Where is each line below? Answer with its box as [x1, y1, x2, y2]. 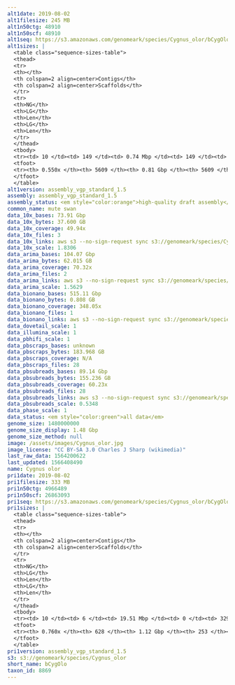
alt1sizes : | [7, 43, 45, 50]
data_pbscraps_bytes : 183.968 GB [7, 348, 105, 355]
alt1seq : [7, 36, 33, 43]
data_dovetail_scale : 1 [7, 323, 77, 330]
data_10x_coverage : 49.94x [7, 225, 86, 232]
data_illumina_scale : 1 [7, 329, 77, 336]
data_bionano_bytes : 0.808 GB [7, 297, 96, 304]
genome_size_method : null [7, 433, 83, 440]
